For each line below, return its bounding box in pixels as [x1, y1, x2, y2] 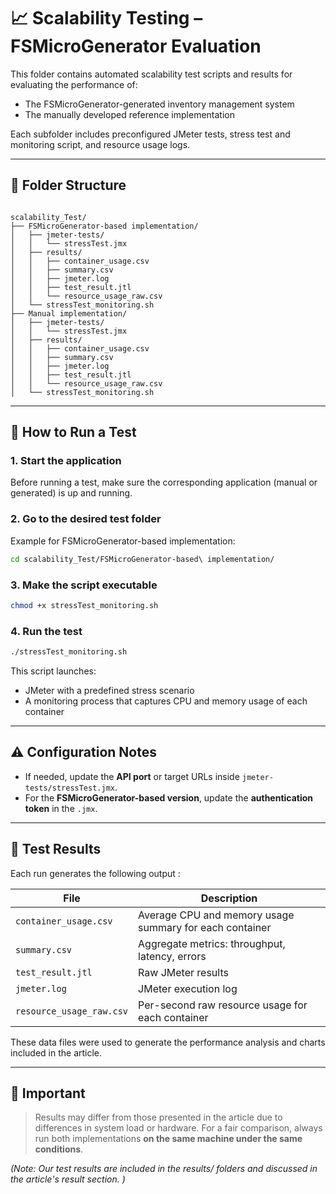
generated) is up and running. [10, 487, 133, 499]
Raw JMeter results [138, 965, 229, 979]
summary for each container [138, 920, 272, 934]
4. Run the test [10, 624, 83, 638]
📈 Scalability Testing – [10, 7, 203, 30]
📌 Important [10, 1085, 86, 1102]
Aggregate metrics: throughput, [138, 936, 286, 950]
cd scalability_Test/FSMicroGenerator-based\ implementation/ [10, 554, 275, 564]
